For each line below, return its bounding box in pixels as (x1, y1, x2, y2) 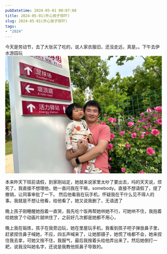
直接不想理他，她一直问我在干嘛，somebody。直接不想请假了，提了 (22, 185, 162, 191)
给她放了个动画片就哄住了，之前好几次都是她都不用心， (5, 214, 118, 221)
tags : (5, 24, 16, 29)
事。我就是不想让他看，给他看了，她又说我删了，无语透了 (5, 198, 123, 204)
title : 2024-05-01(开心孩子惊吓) (5, 13, 70, 18)
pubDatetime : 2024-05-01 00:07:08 (5, 8, 77, 13)
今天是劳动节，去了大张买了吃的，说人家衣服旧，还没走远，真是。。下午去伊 (5, 44, 160, 50)
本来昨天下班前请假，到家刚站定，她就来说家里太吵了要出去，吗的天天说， (5, 179, 158, 185)
